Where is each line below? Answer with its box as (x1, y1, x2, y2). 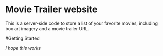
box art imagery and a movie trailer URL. (5, 25, 89, 31)
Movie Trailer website (5, 4, 98, 15)
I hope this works (5, 45, 41, 51)
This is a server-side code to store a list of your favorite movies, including (5, 20, 158, 26)
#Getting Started (5, 35, 40, 41)
